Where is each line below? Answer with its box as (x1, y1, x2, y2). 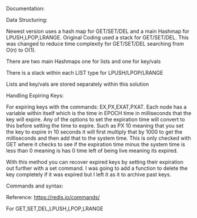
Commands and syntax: (6, 182, 64, 189)
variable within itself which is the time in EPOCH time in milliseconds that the (6, 110, 192, 116)
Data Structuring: (6, 16, 48, 23)
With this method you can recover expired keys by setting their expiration (6, 159, 183, 165)
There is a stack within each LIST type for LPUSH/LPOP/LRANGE (6, 69, 163, 76)
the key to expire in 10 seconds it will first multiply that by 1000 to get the (6, 129, 183, 135)
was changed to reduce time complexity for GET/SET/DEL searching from (6, 41, 184, 47)
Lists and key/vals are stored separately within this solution (6, 81, 149, 88)
